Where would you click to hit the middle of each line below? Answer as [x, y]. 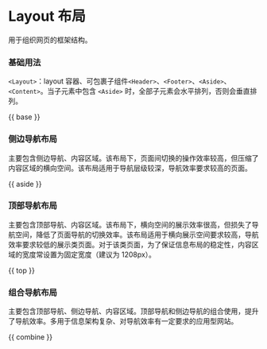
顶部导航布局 [33, 206]
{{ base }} [24, 117]
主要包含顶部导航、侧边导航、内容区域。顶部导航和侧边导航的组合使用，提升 [133, 312]
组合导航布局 [33, 293]
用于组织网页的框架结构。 [50, 40]
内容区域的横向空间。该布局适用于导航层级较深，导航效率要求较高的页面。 [130, 168]
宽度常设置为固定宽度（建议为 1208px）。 [89, 254]
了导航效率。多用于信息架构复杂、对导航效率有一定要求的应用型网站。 [123, 321]
